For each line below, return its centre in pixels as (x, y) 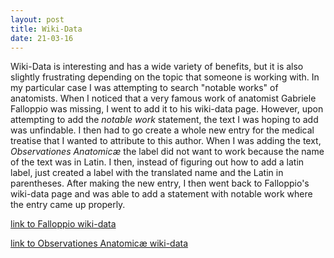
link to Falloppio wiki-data (63, 224)
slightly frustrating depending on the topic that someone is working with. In (165, 77)
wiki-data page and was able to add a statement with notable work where (161, 194)
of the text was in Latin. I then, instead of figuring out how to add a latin (157, 162)
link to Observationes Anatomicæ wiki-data (99, 243)
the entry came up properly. (68, 205)
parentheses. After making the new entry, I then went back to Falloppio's (160, 183)
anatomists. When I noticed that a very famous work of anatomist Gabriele (163, 98)
